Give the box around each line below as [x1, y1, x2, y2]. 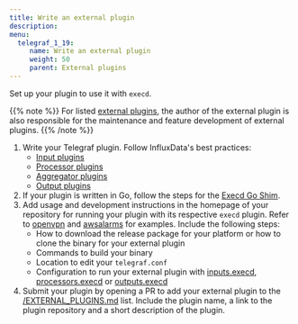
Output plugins [35, 180, 92, 191]
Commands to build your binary [35, 247, 153, 257]
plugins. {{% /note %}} [9, 124, 95, 135]
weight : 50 [29, 55, 70, 64]
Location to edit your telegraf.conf [35, 256, 168, 267]
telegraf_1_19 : [17, 38, 75, 48]
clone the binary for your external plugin [35, 238, 185, 248]
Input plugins [35, 151, 85, 162]
